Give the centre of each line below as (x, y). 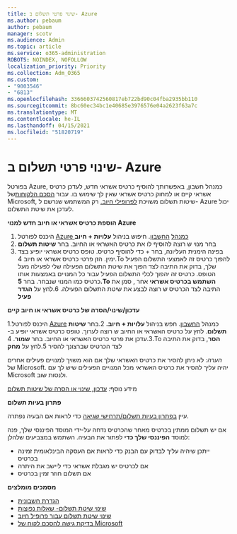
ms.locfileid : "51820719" (45, 132)
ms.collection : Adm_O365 (44, 73)
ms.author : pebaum (34, 20)
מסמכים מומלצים (32, 487)
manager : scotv (30, 34)
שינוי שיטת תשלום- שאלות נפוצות (62, 509)
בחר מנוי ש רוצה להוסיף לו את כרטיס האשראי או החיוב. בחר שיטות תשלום (117, 244)
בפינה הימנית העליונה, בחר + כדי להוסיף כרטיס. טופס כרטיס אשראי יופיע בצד (120, 251)
